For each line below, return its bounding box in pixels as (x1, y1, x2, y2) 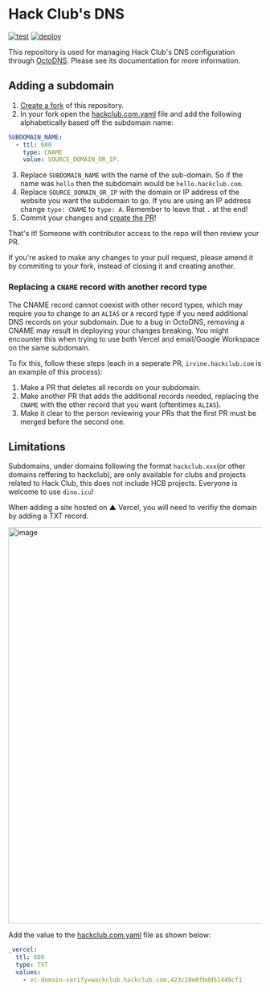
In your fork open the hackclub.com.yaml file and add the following (19, 109, 242, 118)
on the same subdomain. (8, 342, 91, 352)
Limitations (8, 440, 66, 454)
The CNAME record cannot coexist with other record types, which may (8, 300, 243, 309)
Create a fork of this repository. (19, 100, 125, 110)
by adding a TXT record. (8, 511, 89, 521)
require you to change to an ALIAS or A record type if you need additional (8, 308, 248, 318)
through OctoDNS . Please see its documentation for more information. (8, 56, 241, 65)
